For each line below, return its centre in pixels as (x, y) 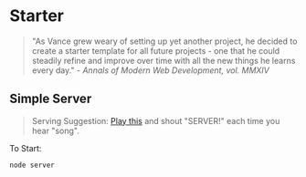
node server (32, 165)
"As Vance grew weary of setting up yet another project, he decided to (164, 41)
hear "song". (56, 130)
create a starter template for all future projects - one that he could (156, 50)
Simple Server (51, 99)
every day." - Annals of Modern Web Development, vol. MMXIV (150, 70)
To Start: (26, 148)
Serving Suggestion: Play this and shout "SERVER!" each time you (156, 120)
